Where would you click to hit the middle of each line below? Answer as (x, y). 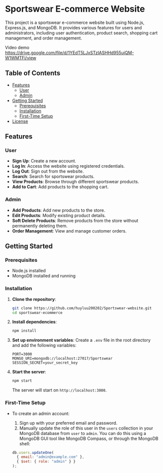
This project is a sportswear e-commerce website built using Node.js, (75, 22)
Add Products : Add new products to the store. (59, 210)
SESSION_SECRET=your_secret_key (45, 363)
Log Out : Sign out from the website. (48, 171)
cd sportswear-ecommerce (37, 313)
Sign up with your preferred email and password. (68, 423)
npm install (24, 331)
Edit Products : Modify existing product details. (59, 215)
